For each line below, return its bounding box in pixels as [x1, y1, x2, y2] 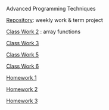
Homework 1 [6, 74, 37, 81]
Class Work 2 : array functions [6, 28, 81, 35]
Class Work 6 [6, 62, 39, 70]
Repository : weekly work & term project [6, 17, 103, 23]
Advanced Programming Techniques [6, 5, 96, 12]
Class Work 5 [6, 51, 39, 58]
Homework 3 [6, 98, 38, 104]
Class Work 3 [6, 40, 39, 46]
